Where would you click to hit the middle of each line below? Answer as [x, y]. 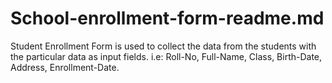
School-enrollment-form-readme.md [167, 18]
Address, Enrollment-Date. [65, 67]
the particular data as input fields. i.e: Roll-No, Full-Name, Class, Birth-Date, [166, 56]
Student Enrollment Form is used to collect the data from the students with [163, 46]
